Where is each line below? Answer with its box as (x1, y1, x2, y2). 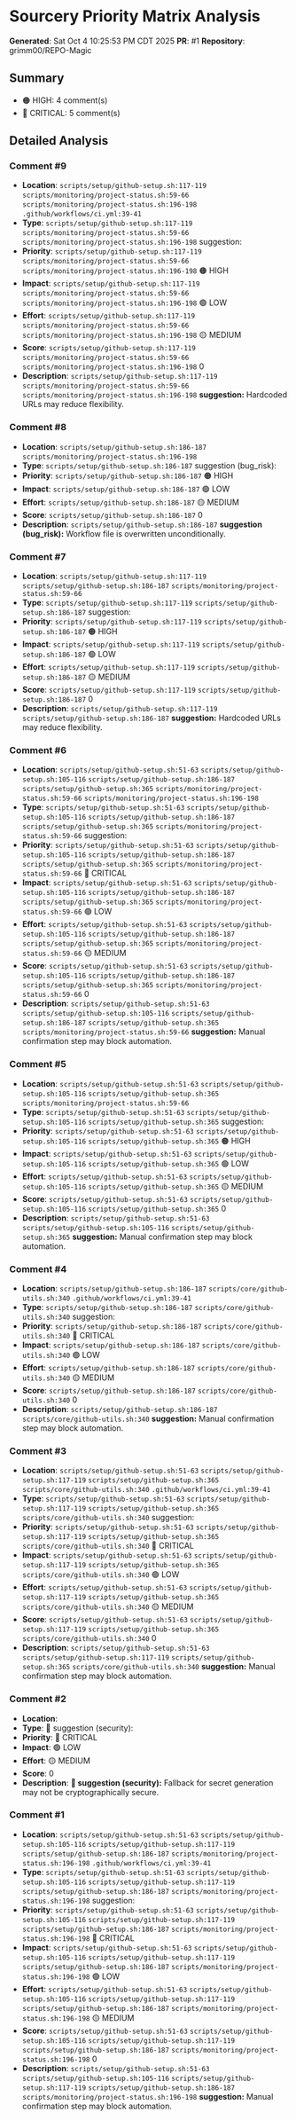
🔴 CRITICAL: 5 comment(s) (21, 107, 121, 118)
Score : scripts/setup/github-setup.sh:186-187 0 (21, 509, 204, 520)
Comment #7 (9, 550, 66, 562)
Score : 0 (21, 1768, 55, 1778)
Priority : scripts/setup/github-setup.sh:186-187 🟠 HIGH (21, 470, 234, 481)
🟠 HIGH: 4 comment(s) (21, 95, 108, 106)
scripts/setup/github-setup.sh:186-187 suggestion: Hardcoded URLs (21, 712, 282, 724)
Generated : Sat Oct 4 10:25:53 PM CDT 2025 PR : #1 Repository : (9, 35, 245, 46)
